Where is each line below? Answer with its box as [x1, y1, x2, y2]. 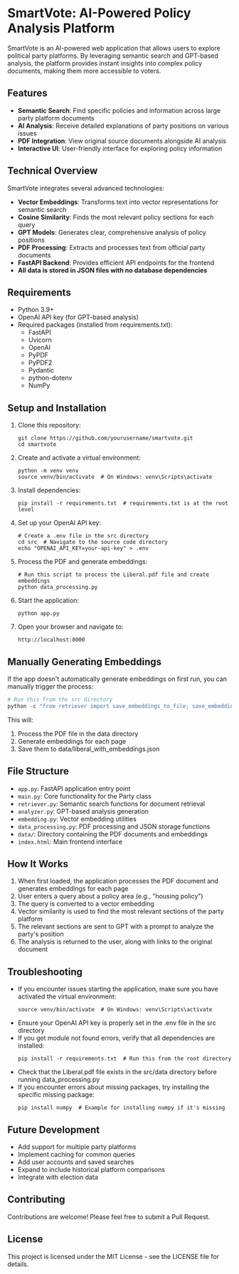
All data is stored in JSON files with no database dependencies [17, 266, 208, 274]
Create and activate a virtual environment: [17, 453, 141, 462]
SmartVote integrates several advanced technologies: [7, 183, 165, 192]
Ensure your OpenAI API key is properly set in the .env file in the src [17, 1018, 217, 1027]
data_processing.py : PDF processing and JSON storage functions [17, 822, 211, 831]
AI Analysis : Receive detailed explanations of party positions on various [17, 121, 229, 130]
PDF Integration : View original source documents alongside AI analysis [17, 136, 226, 145]
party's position [17, 930, 64, 939]
